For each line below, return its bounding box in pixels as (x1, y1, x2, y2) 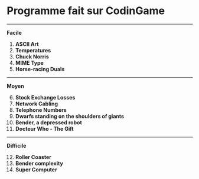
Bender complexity (15, 160, 64, 167)
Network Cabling (15, 100, 58, 107)
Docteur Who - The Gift (15, 125, 74, 132)
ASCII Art (15, 40, 39, 48)
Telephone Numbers (15, 106, 67, 113)
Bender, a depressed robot (15, 119, 82, 126)
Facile (6, 29, 22, 36)
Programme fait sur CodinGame (6, 4, 165, 18)
